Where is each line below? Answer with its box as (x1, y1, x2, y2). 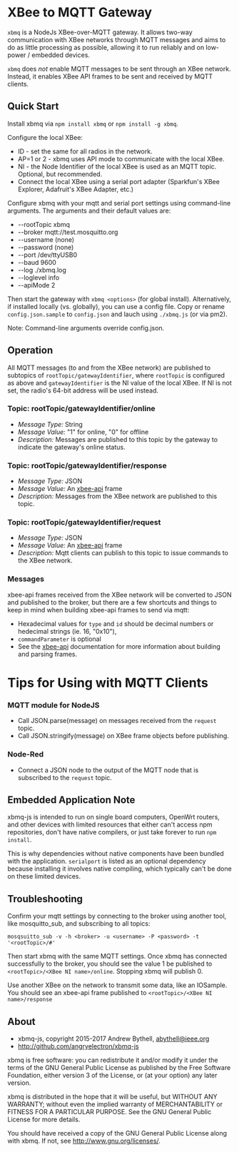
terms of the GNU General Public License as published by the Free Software (7, 1063, 231, 1071)
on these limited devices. (7, 872, 81, 881)
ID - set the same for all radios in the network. (17, 147, 153, 156)
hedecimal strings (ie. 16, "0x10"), (17, 627, 117, 635)
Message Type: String (17, 420, 83, 428)
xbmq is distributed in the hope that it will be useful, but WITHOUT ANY (7, 1092, 218, 1101)
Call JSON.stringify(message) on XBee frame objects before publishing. (17, 732, 230, 740)
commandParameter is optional (17, 635, 101, 643)
